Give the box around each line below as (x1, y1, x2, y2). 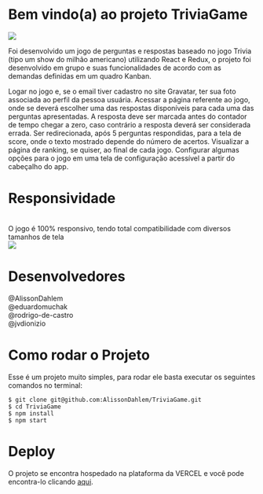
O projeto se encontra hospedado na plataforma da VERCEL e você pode (8, 468, 245, 477)
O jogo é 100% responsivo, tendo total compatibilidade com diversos (8, 223, 232, 233)
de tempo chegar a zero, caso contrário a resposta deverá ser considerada (8, 120, 251, 129)
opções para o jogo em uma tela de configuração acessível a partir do (8, 153, 236, 163)
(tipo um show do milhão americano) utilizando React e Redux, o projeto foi (8, 54, 251, 64)
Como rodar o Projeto (8, 346, 151, 363)
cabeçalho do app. (8, 161, 69, 171)
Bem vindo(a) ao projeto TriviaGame (8, 6, 249, 24)
